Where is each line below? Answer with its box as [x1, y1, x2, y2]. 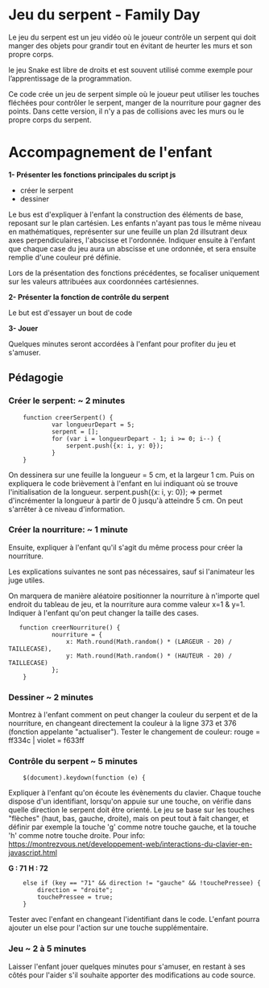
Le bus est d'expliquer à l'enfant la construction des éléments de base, [8, 210, 244, 219]
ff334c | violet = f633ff [8, 736, 85, 745]
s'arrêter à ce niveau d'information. [8, 504, 126, 513]
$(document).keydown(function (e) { [23, 774, 147, 783]
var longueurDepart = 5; [51, 421, 135, 429]
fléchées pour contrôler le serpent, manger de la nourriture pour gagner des [8, 98, 262, 107]
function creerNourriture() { [19, 623, 121, 632]
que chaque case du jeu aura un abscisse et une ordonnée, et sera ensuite [8, 243, 256, 253]
